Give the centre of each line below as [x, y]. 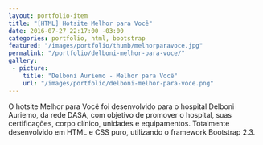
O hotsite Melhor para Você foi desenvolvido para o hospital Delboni [121, 106]
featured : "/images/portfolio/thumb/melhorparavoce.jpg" [106, 46]
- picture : [30, 68]
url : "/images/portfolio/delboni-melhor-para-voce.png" [119, 83]
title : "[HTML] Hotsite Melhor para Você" [80, 23]
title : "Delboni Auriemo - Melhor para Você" [101, 76]
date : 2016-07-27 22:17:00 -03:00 [66, 31]
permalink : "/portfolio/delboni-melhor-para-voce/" [97, 53]
